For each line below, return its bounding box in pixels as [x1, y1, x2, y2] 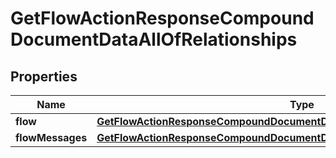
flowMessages [15, 131, 88, 144]
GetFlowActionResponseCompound [10, 7, 315, 30]
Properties [10, 68, 78, 85]
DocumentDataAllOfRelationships [10, 28, 298, 51]
